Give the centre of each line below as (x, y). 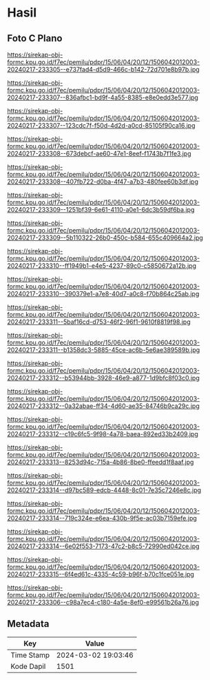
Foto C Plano (35, 38)
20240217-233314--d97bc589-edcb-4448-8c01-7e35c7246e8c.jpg (104, 490)
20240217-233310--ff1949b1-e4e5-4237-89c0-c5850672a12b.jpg (102, 266)
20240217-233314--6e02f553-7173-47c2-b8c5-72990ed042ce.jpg (103, 546)
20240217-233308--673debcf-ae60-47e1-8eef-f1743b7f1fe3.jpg (99, 154)
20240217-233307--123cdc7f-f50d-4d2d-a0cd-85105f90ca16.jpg (101, 125)
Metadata (28, 624)
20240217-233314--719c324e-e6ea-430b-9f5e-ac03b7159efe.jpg (102, 518)
